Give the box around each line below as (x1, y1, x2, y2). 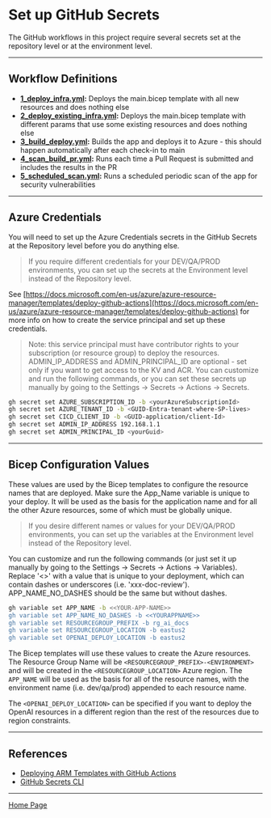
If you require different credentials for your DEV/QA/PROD (27, 256, 221, 266)
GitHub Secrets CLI (19, 777, 85, 786)
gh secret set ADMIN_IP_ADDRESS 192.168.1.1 (8, 421, 161, 429)
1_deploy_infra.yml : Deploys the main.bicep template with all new (19, 93, 240, 103)
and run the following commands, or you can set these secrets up (27, 374, 247, 384)
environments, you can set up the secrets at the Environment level (27, 265, 248, 274)
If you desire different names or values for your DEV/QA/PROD (27, 520, 236, 531)
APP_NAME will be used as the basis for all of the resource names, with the (8, 674, 250, 684)
